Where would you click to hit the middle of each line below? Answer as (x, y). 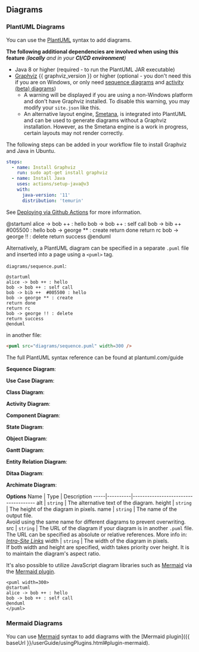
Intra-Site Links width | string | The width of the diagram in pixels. (88, 541)
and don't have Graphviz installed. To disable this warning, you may (107, 101)
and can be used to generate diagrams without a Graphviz (95, 120)
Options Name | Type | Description (49, 496)
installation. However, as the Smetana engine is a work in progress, (106, 126)
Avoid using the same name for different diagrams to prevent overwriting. (96, 522)
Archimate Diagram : (32, 485)
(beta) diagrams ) (35, 88)
